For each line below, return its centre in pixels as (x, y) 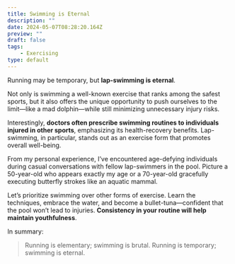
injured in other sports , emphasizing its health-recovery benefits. (103, 130)
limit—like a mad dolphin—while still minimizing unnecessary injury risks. (114, 109)
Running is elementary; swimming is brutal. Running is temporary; (120, 245)
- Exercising (39, 54)
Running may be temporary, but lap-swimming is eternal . (91, 80)
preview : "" (25, 34)
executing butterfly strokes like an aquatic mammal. (82, 181)
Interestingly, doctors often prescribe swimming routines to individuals (113, 122)
